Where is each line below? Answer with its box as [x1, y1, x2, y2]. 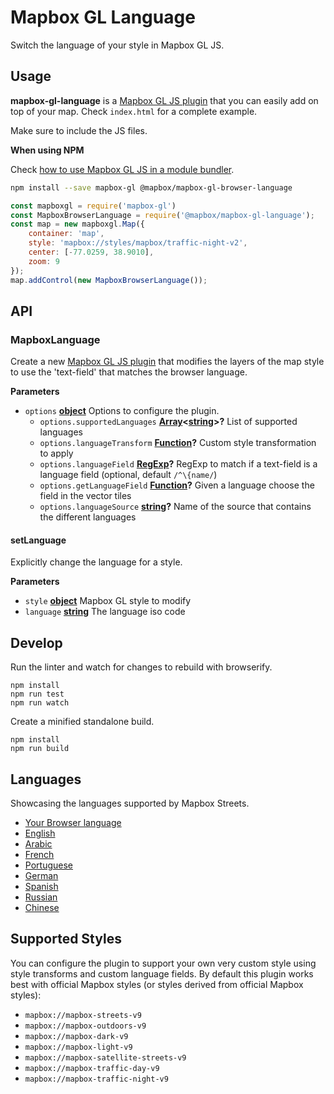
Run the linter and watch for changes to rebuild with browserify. [10, 661, 273, 673]
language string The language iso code [24, 606, 186, 618]
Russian [24, 891, 58, 903]
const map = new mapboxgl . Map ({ [10, 219, 145, 230]
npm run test [10, 689, 65, 700]
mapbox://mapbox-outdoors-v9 [24, 1021, 147, 1031]
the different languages [39, 511, 137, 523]
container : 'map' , [28, 229, 105, 239]
